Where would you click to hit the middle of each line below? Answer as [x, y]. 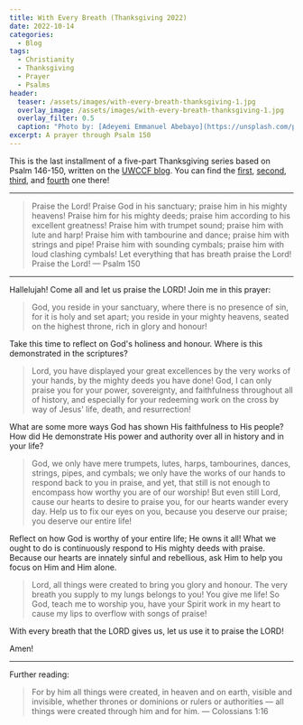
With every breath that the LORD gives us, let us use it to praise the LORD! [147, 631]
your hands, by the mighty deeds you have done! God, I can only [151, 380]
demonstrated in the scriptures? [69, 353]
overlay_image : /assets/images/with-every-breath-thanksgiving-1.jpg [151, 110]
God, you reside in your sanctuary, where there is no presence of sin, [160, 307]
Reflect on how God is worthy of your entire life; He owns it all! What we [143, 538]
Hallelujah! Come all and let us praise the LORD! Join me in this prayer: [140, 289]
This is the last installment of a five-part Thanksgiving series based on [140, 161]
